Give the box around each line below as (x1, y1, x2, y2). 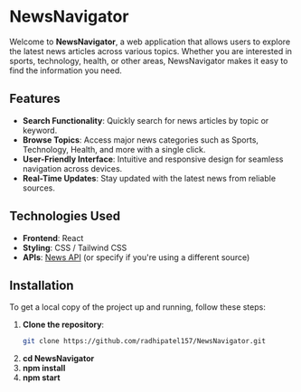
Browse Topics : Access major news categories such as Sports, (22, 134, 259, 145)
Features (9, 91, 61, 107)
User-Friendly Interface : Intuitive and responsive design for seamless (22, 154, 284, 164)
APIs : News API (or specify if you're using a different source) (22, 251, 250, 263)
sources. (22, 182, 56, 193)
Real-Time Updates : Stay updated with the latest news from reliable (22, 173, 277, 183)
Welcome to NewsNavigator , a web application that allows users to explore (9, 36, 291, 47)
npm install (22, 363, 66, 374)
